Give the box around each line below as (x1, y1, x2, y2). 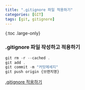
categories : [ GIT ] (5, 12, 43, 17)
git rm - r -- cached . (5, 55, 50, 60)
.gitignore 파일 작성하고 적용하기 (5, 43, 80, 50)
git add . (5, 60, 26, 65)
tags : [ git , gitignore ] (5, 16, 55, 21)
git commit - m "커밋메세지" (5, 64, 58, 70)
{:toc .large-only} (5, 30, 41, 36)
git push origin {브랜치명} (5, 69, 59, 74)
